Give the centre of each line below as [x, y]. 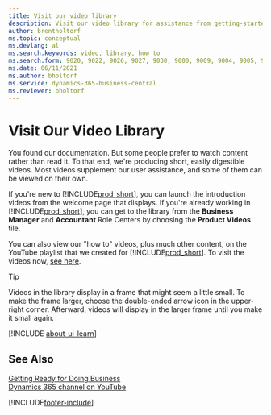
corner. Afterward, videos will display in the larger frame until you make [144, 309]
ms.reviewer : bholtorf [46, 91]
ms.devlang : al [34, 46]
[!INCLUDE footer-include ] [51, 403]
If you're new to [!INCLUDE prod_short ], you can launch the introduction [127, 194]
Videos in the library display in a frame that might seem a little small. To [127, 293]
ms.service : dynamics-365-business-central [83, 83]
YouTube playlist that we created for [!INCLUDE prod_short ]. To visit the [126, 253]
